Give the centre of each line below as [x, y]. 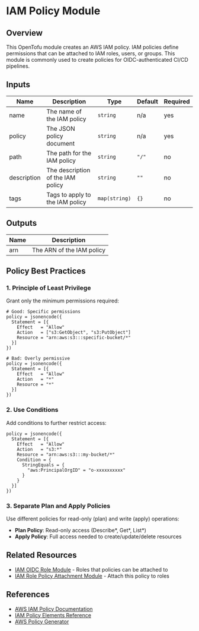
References [28, 594]
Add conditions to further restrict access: [56, 422]
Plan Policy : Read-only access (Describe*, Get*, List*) [81, 530]
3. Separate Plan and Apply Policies [58, 506]
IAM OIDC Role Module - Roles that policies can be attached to [91, 569]
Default [148, 101]
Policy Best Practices [46, 271]
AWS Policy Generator [42, 621]
